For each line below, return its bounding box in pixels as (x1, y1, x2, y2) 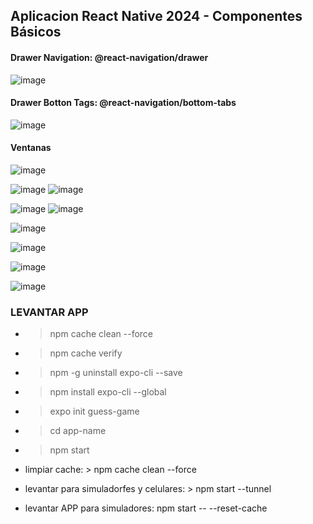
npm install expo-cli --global (49, 386, 167, 398)
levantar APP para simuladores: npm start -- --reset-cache (24, 502, 268, 514)
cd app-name (49, 425, 107, 437)
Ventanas (10, 142, 52, 154)
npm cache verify (49, 347, 123, 359)
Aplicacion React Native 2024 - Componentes (10, 8, 303, 25)
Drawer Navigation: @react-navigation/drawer (10, 51, 209, 63)
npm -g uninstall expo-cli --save (49, 367, 183, 379)
